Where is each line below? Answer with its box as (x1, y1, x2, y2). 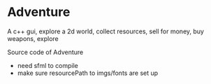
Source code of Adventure (7, 48, 84, 56)
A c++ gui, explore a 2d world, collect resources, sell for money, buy (7, 27, 205, 35)
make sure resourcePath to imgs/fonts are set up (17, 69, 159, 77)
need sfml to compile (17, 61, 79, 69)
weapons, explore (7, 34, 59, 42)
